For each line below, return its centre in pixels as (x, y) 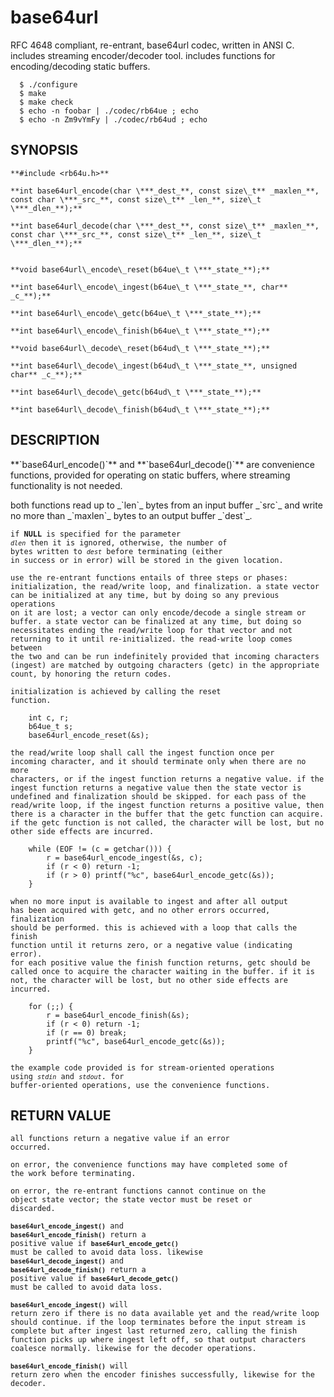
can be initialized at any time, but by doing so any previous (145, 595)
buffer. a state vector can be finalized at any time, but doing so (156, 621)
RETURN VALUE (61, 1115)
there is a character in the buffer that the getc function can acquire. (167, 814)
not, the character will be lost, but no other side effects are (149, 980)
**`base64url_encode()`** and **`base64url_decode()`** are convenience (162, 464)
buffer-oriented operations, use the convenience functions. (140, 1085)
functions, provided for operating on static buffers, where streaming (150, 475)
